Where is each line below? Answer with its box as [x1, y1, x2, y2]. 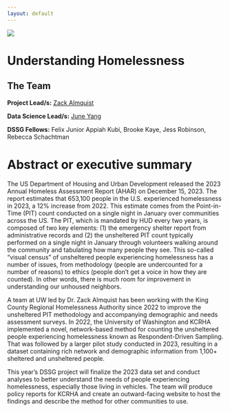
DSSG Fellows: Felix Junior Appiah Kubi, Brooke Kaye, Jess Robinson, [7, 125, 207, 133]
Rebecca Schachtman [7, 133, 70, 141]
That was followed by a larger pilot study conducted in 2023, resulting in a [7, 340, 218, 348]
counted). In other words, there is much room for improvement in [7, 275, 191, 283]
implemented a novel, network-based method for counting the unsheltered [7, 325, 219, 333]
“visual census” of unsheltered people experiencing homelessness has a [7, 253, 213, 261]
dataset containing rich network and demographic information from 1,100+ [7, 346, 218, 355]
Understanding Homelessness [7, 52, 185, 68]
